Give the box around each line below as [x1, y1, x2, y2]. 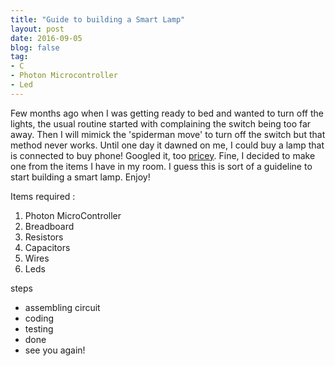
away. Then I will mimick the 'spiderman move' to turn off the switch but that [10, 128, 326, 140]
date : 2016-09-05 [10, 33, 83, 43]
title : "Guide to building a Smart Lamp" [10, 14, 186, 25]
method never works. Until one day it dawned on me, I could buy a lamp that [10, 139, 325, 151]
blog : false [10, 42, 60, 53]
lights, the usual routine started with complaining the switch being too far [10, 117, 312, 130]
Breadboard [24, 220, 75, 232]
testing [24, 322, 54, 335]
